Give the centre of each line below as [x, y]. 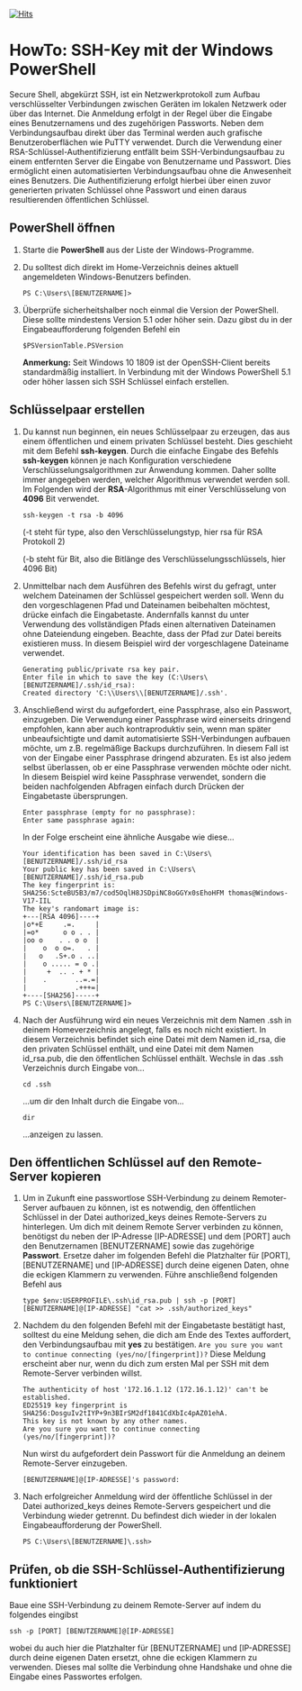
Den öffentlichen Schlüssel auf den [110, 1162]
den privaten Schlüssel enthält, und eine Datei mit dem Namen [138, 1049]
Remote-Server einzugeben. [75, 1463]
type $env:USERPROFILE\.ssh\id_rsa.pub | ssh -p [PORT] [129, 1301]
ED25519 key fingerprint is [75, 1405]
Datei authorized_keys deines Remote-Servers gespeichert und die [147, 1506]
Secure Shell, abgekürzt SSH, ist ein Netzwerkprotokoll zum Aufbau [135, 94]
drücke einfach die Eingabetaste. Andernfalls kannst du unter [136, 614]
